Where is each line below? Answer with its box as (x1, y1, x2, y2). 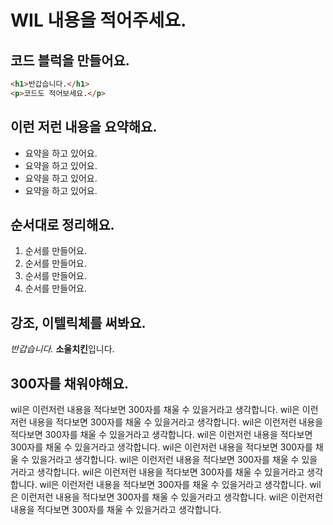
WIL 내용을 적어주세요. (10, 9, 187, 32)
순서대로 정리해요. (10, 216, 115, 233)
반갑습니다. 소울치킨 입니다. (10, 343, 115, 355)
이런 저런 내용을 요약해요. (10, 119, 158, 136)
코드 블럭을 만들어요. (10, 52, 130, 69)
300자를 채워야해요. (10, 375, 130, 392)
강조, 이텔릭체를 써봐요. (10, 314, 147, 331)
